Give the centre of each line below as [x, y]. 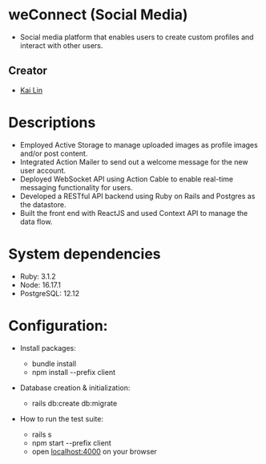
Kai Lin [31, 90]
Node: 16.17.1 [40, 285]
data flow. [36, 222]
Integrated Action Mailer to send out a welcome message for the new [134, 161]
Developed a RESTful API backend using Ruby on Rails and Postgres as [137, 196]
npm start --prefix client [72, 442]
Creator [28, 71]
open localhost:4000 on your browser [95, 451]
